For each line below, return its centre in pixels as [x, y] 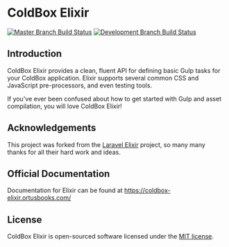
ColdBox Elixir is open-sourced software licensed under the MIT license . [110, 237]
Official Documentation [59, 174]
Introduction [35, 54]
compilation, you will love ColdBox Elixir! [65, 106]
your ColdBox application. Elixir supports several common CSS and [103, 78]
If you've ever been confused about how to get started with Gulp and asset [114, 99]
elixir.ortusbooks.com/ [39, 198]
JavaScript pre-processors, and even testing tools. [80, 85]
